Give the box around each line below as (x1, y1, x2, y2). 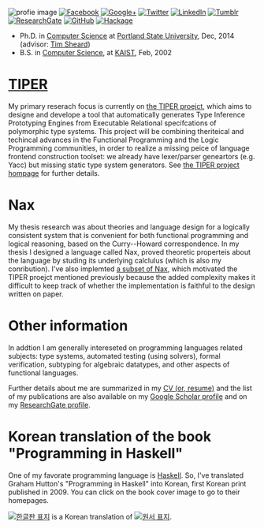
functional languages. (8, 367, 79, 378)
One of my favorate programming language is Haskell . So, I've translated (8, 470, 244, 480)
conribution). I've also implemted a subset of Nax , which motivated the (8, 264, 238, 274)
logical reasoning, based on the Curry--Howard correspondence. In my (8, 239, 240, 248)
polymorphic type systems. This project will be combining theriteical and (8, 126, 244, 136)
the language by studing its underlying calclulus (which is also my (8, 255, 222, 265)
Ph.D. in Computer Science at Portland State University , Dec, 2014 (19, 32, 235, 40)
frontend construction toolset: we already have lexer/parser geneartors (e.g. (8, 151, 255, 161)
